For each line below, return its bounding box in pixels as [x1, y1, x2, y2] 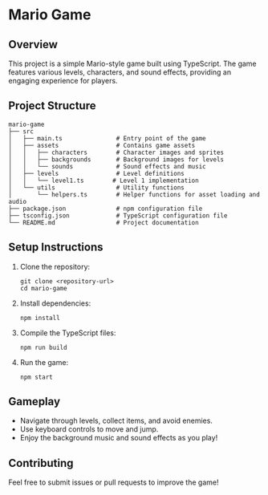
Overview [8, 38, 59, 51]
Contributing [8, 456, 74, 470]
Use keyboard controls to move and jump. [19, 424, 159, 434]
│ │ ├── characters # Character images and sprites [8, 148, 225, 156]
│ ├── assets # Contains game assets [8, 141, 196, 149]
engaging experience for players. [8, 76, 118, 85]
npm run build [19, 343, 67, 351]
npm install [19, 314, 60, 322]
